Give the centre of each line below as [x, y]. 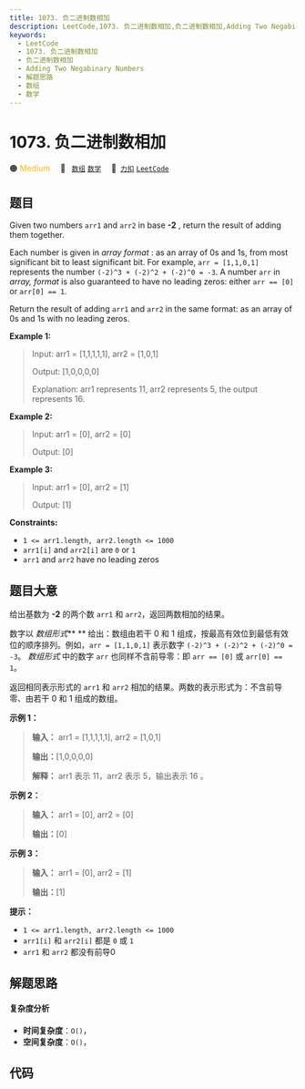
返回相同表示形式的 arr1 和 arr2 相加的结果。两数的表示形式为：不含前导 [146, 687]
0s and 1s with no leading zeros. [70, 319]
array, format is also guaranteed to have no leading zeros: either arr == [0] [152, 282]
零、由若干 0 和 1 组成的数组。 [66, 699]
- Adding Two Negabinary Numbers [81, 69]
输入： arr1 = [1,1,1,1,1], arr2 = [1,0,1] [97, 737]
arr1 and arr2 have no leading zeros [91, 560]
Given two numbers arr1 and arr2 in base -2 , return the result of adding [146, 225]
